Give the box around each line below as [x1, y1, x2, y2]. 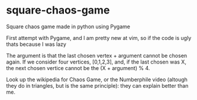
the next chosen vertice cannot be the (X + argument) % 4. [6, 64, 150, 71]
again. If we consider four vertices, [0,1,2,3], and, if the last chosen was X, [6, 58, 186, 65]
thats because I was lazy [6, 41, 67, 48]
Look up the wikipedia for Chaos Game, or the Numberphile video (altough [6, 76, 188, 83]
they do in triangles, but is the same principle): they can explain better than [6, 82, 189, 89]
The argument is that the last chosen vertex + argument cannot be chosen [6, 52, 188, 59]
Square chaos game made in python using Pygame [6, 23, 130, 30]
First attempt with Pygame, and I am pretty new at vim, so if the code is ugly [6, 34, 192, 41]
